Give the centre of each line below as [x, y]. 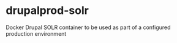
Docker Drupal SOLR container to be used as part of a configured [88, 27]
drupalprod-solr [47, 11]
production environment [36, 33]
